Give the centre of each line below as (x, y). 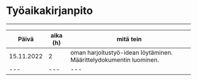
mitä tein (129, 39)
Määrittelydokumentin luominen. (115, 59)
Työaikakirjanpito (50, 11)
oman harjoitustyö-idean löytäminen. (121, 52)
